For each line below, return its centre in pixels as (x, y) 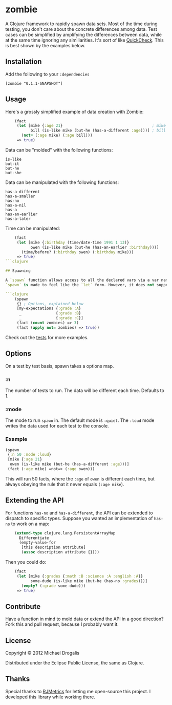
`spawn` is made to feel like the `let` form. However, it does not (80, 285)
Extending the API (35, 500)
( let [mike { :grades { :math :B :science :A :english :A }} (80, 576)
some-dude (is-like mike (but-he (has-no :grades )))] (89, 581)
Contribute (23, 607)
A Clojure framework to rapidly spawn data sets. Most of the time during (81, 24)
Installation (24, 62)
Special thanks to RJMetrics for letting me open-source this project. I (78, 691)
